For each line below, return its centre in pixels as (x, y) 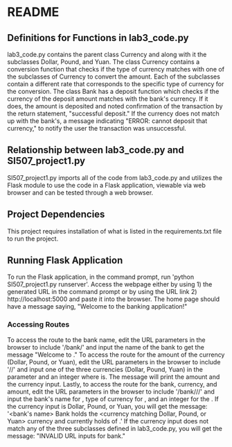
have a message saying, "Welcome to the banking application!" (97, 307)
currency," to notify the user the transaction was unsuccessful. (97, 128)
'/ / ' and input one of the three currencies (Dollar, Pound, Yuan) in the (105, 369)
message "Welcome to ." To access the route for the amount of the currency (116, 355)
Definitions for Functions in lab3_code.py (98, 38)
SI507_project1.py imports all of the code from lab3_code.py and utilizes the (115, 177)
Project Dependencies (56, 214)
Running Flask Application (65, 260)
